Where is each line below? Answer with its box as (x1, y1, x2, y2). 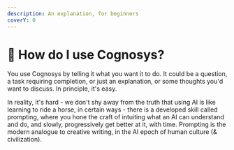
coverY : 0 (7, 17, 36, 24)
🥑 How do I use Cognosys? (7, 47, 165, 63)
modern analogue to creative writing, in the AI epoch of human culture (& (7, 128, 218, 136)
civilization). (7, 135, 42, 144)
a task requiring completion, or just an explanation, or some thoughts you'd (7, 77, 224, 86)
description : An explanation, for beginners (7, 10, 139, 17)
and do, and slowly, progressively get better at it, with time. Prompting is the (7, 120, 226, 129)
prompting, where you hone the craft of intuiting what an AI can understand (7, 113, 225, 121)
